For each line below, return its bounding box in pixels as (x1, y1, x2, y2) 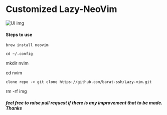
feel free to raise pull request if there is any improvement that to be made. (6, 99, 162, 105)
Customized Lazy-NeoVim (6, 3, 117, 15)
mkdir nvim (6, 60, 29, 66)
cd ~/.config (6, 51, 33, 56)
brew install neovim (6, 42, 49, 48)
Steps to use (6, 31, 33, 37)
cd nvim (6, 70, 23, 76)
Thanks (6, 105, 22, 111)
